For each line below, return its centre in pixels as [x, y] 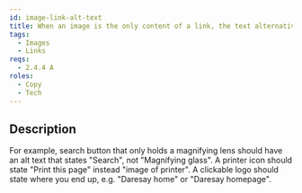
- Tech [30, 92]
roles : [22, 76]
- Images [34, 43]
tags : [19, 34]
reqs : [19, 59]
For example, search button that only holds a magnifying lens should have [146, 151]
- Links [32, 51]
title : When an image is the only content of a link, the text [130, 26]
